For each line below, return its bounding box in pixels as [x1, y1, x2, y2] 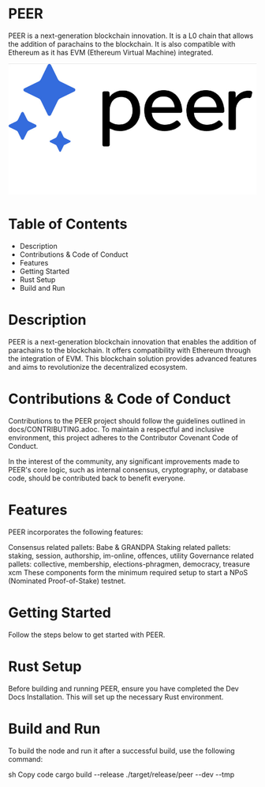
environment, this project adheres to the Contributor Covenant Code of [8, 433, 239, 442]
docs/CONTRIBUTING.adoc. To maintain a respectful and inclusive [8, 424, 225, 435]
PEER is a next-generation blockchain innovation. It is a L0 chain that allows [8, 31, 254, 40]
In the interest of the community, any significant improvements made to [8, 457, 241, 466]
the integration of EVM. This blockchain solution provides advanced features [8, 354, 257, 363]
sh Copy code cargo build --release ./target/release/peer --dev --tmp [8, 770, 235, 779]
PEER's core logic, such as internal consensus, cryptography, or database [8, 465, 248, 475]
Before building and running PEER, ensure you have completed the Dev [8, 683, 239, 693]
